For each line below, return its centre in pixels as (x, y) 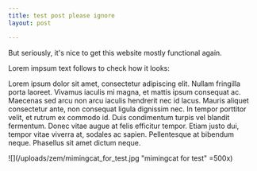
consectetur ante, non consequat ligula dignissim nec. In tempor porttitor (127, 109)
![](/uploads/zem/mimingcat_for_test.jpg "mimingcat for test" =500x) (121, 158)
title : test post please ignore (61, 16)
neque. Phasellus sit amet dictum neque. (75, 142)
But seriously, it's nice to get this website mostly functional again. (115, 52)
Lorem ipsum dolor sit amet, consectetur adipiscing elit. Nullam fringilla (124, 84)
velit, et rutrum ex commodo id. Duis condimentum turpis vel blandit (119, 117)
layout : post (30, 23)
